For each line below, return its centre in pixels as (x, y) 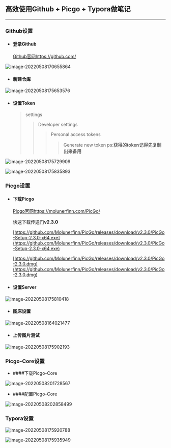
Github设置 (19, 31)
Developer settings (58, 125)
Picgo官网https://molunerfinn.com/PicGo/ (56, 211)
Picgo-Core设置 (25, 361)
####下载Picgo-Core (35, 373)
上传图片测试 (26, 335)
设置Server (24, 287)
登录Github (24, 44)
